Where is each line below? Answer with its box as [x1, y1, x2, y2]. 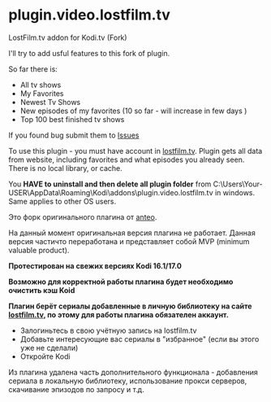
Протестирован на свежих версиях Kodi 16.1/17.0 [8, 260, 183, 270]
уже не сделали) [19, 343, 79, 352]
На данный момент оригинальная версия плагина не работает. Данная [8, 228, 256, 238]
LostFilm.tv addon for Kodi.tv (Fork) [8, 33, 127, 42]
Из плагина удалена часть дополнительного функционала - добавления [8, 367, 258, 377]
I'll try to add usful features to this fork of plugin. [8, 48, 170, 58]
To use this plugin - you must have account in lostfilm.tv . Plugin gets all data [8, 146, 263, 155]
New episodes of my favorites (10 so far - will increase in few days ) [19, 106, 247, 116]
